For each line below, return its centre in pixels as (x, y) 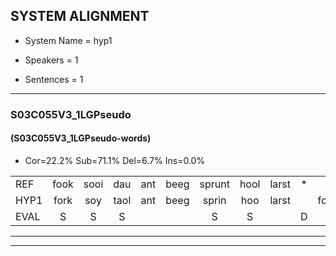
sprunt (214, 184)
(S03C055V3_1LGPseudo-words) (81, 138)
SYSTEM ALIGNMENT (80, 16)
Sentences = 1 (54, 79)
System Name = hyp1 (68, 40)
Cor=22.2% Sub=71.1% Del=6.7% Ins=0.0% (115, 160)
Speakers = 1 (51, 60)
